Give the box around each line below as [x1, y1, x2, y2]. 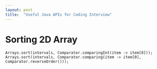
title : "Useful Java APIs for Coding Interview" [5, 12, 112, 17]
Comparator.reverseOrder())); [5, 59, 69, 64]
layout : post [5, 7, 33, 13]
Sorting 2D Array [5, 34, 77, 45]
